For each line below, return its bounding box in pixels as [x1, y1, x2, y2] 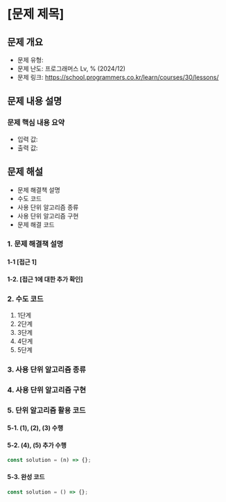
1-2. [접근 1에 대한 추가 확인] [7, 275, 83, 283]
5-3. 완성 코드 [7, 472, 45, 481]
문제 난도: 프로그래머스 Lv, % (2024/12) [17, 64, 126, 73]
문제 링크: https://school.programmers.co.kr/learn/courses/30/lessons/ [17, 73, 219, 81]
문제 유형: [17, 56, 44, 64]
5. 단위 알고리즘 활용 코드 [7, 405, 86, 415]
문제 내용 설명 [7, 95, 62, 107]
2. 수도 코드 [7, 294, 44, 304]
